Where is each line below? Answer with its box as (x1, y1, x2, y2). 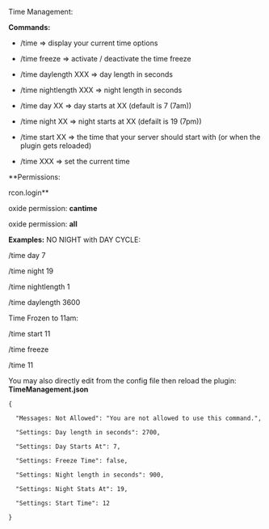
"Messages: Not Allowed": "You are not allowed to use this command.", (15, 414, 263, 422)
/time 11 (8, 360, 34, 370)
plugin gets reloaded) (19, 141, 92, 150)
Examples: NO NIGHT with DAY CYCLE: (8, 235, 141, 244)
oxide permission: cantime (8, 204, 98, 213)
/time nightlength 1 (8, 282, 70, 291)
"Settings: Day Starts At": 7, (15, 442, 121, 451)
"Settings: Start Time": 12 (15, 499, 111, 507)
